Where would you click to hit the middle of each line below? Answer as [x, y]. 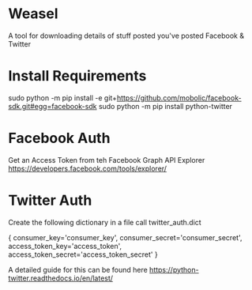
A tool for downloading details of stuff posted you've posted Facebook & [126, 36]
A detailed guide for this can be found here [78, 269]
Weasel [33, 14]
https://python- [174, 269]
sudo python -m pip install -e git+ [62, 98]
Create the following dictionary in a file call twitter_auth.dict [105, 222]
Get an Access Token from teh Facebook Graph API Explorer [107, 160]
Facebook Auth [59, 138]
